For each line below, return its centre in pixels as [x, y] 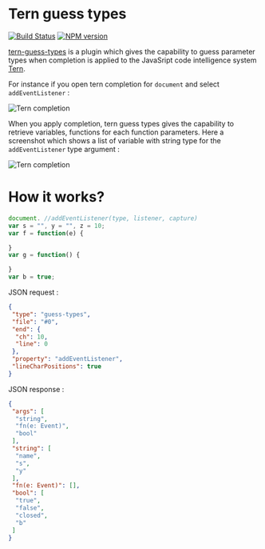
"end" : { [26, 329]
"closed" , [32, 515]
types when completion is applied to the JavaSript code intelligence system [132, 60]
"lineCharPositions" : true [57, 367]
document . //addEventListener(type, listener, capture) [103, 218]
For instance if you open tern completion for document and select [114, 84]
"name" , [28, 456]
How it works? [57, 197]
